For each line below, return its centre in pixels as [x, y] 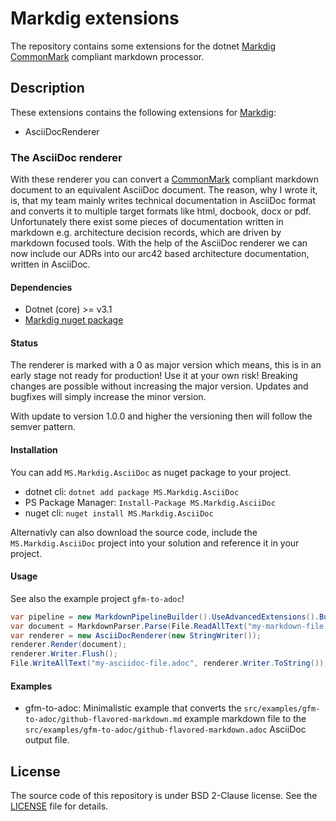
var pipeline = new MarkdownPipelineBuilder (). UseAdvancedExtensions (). [165, 617]
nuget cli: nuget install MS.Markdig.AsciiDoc [119, 513]
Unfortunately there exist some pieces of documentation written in [147, 222]
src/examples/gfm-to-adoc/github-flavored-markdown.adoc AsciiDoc [165, 729]
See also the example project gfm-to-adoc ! [97, 598]
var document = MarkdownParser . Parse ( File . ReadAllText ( [129, 626]
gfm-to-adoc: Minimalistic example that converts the [133, 708]
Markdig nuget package [74, 320]
